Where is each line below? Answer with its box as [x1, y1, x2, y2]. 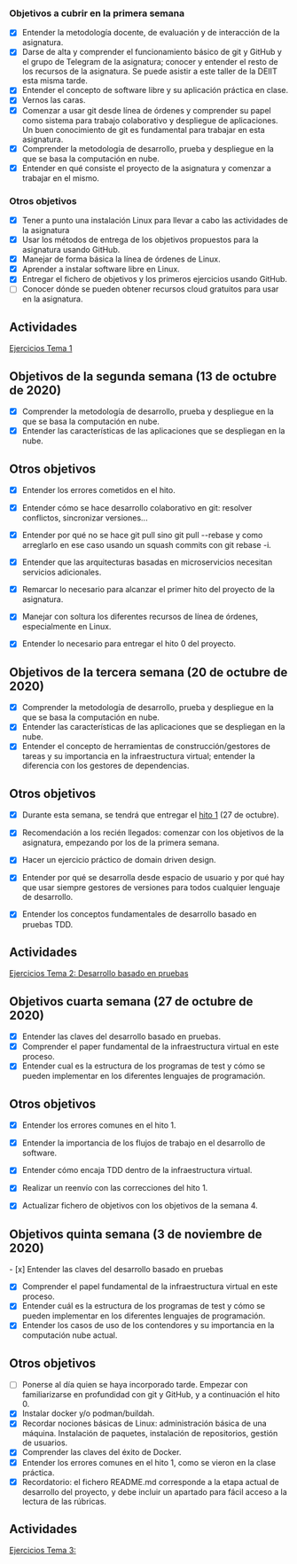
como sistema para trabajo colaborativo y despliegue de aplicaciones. [21, 114, 278, 126]
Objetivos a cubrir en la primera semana [9, 7, 184, 20]
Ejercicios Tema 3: [9, 1545, 77, 1556]
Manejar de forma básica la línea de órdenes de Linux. [21, 254, 221, 264]
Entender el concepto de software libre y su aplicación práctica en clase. [21, 85, 289, 96]
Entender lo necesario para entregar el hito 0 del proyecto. [21, 638, 237, 649]
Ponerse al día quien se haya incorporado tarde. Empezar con [21, 1380, 248, 1390]
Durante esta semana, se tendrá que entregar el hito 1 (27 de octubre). [21, 809, 279, 820]
